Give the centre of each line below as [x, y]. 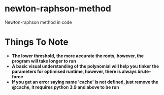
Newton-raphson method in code [38, 22]
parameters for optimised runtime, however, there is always [74, 71]
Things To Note [36, 42]
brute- [144, 71]
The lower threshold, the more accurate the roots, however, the [78, 56]
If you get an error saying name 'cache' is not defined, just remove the [85, 82]
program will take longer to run [44, 61]
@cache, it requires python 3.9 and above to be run [65, 87]
